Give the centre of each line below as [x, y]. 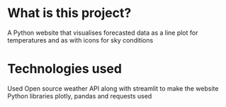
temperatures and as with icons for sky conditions [80, 40]
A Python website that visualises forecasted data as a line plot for [103, 33]
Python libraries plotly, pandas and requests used [80, 96]
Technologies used [65, 69]
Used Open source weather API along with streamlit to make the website [113, 88]
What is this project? [69, 13]
